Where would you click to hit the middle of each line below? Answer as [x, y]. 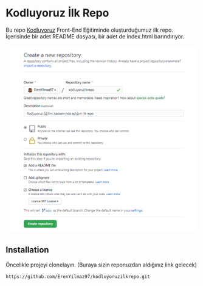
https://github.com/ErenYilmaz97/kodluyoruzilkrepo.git [78, 277]
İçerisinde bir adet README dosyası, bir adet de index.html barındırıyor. [95, 36]
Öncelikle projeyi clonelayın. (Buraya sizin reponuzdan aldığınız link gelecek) [101, 265]
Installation [27, 250]
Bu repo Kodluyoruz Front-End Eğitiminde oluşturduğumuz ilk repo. [90, 30]
